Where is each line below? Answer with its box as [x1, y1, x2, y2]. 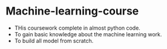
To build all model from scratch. [14, 37, 94, 44]
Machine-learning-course [5, 4, 139, 18]
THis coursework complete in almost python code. [14, 24, 140, 31]
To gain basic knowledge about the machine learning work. [14, 30, 162, 38]
